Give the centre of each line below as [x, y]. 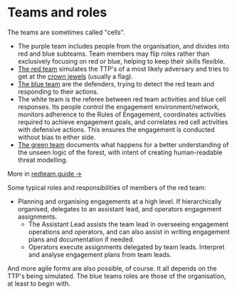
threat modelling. [42, 160]
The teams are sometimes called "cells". [67, 32]
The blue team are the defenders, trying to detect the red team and [116, 84]
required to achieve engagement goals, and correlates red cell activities [123, 121]
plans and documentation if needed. [81, 239]
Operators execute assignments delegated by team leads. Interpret [126, 246]
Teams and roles [57, 12]
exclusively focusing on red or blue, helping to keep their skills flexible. [121, 61]
